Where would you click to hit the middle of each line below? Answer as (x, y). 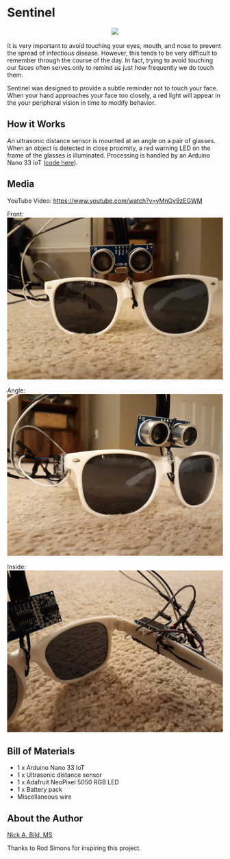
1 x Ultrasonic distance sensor (60, 775)
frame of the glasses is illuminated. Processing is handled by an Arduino (109, 155)
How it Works (36, 124)
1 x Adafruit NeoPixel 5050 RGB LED (68, 782)
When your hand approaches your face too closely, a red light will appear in (114, 95)
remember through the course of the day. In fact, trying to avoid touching (110, 60)
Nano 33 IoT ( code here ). (42, 162)
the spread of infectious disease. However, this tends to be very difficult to (112, 53)
